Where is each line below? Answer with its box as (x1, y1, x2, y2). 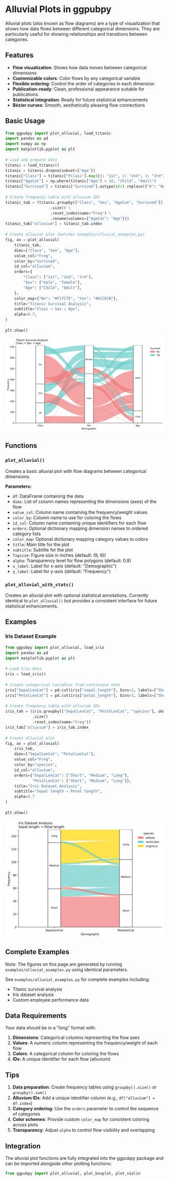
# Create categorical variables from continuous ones (5, 682, 121, 687)
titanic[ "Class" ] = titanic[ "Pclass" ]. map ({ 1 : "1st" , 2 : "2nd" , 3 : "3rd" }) (5, 173, 167, 178)
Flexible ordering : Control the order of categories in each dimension (12, 80, 155, 86)
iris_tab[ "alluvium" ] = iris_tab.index (5, 725, 89, 730)
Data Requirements (5, 1012, 67, 1020)
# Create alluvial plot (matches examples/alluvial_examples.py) (5, 232, 145, 237)
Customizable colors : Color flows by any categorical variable (12, 75, 141, 81)
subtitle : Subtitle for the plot (12, 547, 73, 553)
